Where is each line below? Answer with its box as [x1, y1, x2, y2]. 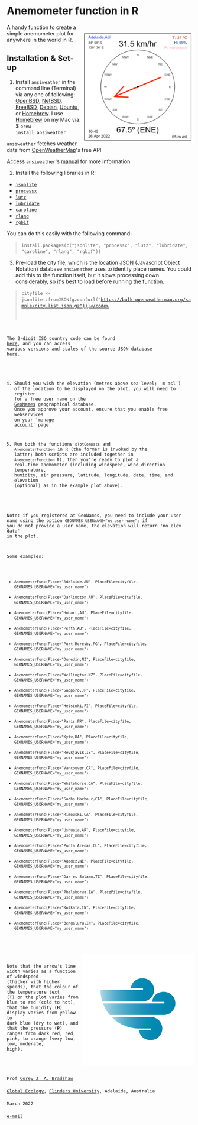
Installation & [7, 53, 56, 63]
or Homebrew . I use [15, 109, 64, 116]
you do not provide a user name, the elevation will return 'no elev [7, 523, 182, 529]
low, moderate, [7, 1041, 44, 1047]
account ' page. [14, 422, 52, 428]
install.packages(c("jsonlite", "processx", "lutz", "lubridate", [21, 242, 189, 248]
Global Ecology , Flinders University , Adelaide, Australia [7, 1088, 155, 1094]
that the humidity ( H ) [7, 1005, 63, 1011]
